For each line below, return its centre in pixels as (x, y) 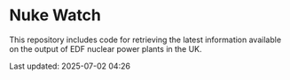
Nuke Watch (55, 15)
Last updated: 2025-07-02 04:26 (70, 66)
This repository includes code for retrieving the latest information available (145, 40)
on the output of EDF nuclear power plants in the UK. (106, 48)
